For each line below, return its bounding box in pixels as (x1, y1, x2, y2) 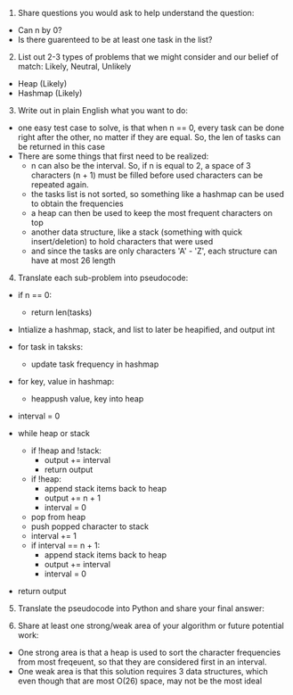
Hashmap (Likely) (17, 88, 83, 98)
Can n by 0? (17, 25, 62, 35)
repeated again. (30, 179, 89, 190)
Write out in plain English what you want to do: (17, 105, 189, 115)
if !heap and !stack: (30, 445, 102, 456)
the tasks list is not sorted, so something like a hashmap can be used (30, 189, 285, 199)
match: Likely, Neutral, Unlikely (17, 62, 132, 71)
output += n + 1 (44, 492, 101, 503)
